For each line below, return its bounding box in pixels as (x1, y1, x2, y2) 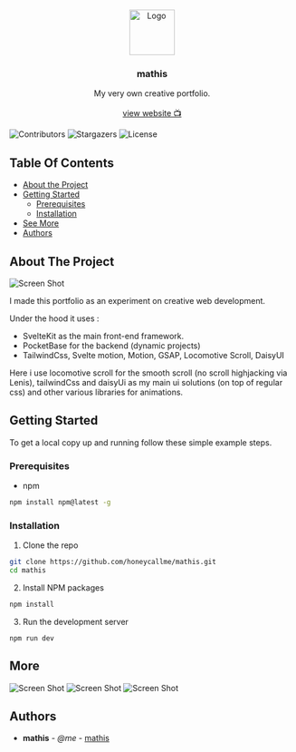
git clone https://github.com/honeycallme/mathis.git (9, 558, 217, 567)
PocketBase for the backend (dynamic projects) (22, 340, 201, 351)
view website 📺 (122, 108, 182, 119)
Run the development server (22, 616, 129, 627)
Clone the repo (22, 540, 79, 551)
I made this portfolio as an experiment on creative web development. (9, 295, 265, 306)
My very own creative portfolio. (93, 88, 211, 99)
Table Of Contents (9, 155, 115, 171)
